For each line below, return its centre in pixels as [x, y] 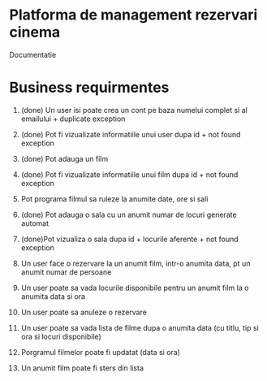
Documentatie [33, 54]
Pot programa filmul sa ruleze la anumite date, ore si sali [114, 199]
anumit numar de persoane [66, 272]
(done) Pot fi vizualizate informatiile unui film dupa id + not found [129, 174]
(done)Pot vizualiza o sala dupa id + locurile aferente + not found [129, 239]
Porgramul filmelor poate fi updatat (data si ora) [101, 352]
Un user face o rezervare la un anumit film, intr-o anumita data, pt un [136, 263]
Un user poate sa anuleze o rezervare [84, 312]
